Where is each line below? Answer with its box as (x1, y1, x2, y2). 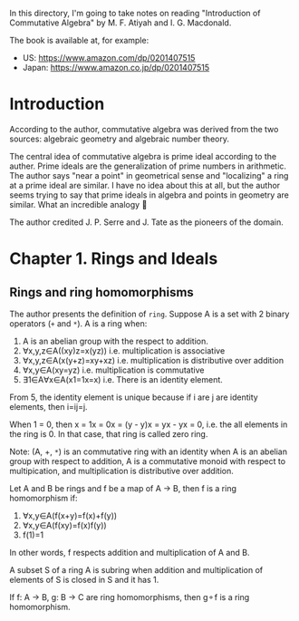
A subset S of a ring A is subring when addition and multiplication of (9, 564, 264, 575)
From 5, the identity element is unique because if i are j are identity (9, 392, 258, 403)
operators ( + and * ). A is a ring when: (9, 317, 148, 329)
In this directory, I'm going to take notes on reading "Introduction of (9, 8, 261, 18)
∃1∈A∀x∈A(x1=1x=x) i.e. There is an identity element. (22, 374, 224, 384)
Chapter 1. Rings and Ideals (9, 248, 218, 269)
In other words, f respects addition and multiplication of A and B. (9, 547, 250, 558)
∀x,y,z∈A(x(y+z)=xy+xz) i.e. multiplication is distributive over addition (22, 354, 284, 365)
